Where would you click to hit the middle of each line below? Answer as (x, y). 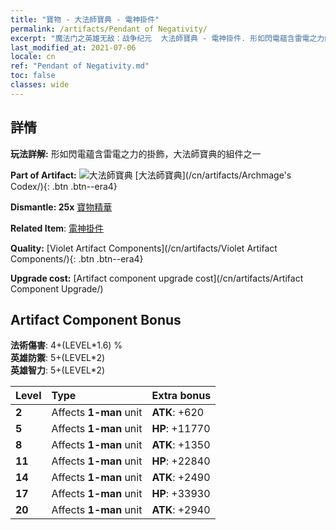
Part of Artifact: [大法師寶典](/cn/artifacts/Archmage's (151, 175)
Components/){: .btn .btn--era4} (77, 258)
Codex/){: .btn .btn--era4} (64, 186)
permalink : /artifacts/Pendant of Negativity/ (109, 29)
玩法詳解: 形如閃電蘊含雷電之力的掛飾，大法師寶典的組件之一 (136, 153)
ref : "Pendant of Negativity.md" (80, 66)
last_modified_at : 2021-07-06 (73, 47)
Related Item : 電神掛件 (57, 228)
